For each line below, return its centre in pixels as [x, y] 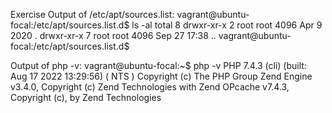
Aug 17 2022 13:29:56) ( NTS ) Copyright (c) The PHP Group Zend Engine [161, 76]
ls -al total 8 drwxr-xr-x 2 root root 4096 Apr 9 [227, 25]
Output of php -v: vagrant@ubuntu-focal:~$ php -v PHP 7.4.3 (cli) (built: [158, 65]
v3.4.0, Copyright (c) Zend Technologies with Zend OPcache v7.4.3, [150, 87]
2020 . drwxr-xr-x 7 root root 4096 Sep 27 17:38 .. [113, 35]
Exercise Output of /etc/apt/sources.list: [92, 14]
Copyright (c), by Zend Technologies [86, 97]
